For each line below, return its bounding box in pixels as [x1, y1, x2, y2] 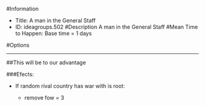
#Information [6, 5, 39, 12]
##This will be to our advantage [6, 59, 87, 66]
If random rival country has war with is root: [15, 82, 125, 90]
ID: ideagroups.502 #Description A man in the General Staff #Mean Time [15, 24, 198, 30]
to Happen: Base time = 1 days [15, 30, 92, 37]
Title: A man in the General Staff [15, 17, 96, 24]
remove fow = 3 [24, 94, 65, 101]
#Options [6, 42, 30, 48]
